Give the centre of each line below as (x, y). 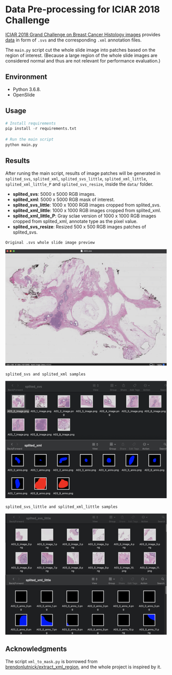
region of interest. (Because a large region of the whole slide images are (81, 55)
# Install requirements (31, 123)
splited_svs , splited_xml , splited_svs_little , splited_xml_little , (76, 178)
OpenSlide (24, 95)
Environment (26, 77)
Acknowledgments (36, 649)
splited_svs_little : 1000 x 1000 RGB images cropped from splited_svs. (87, 205)
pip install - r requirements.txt (41, 129)
